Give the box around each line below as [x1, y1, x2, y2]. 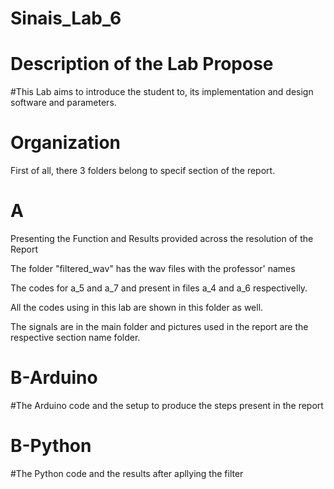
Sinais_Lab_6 [10, 7, 122, 30]
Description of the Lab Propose [10, 53, 274, 76]
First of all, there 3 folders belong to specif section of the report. [10, 165, 276, 177]
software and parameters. [10, 97, 117, 109]
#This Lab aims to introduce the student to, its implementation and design [10, 86, 314, 98]
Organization [10, 132, 121, 154]
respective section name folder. [10, 332, 141, 343]
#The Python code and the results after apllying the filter [10, 467, 244, 479]
